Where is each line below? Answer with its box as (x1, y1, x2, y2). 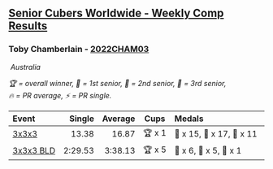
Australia (10, 62, 41, 71)
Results (8, 19, 48, 33)
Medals (174, 113, 204, 124)
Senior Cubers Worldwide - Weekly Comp (8, 6, 224, 20)
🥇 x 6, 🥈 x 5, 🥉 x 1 (174, 145, 242, 157)
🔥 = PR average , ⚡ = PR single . (8, 90, 112, 100)
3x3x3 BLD (12, 145, 55, 157)
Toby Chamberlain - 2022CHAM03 (8, 44, 149, 55)
